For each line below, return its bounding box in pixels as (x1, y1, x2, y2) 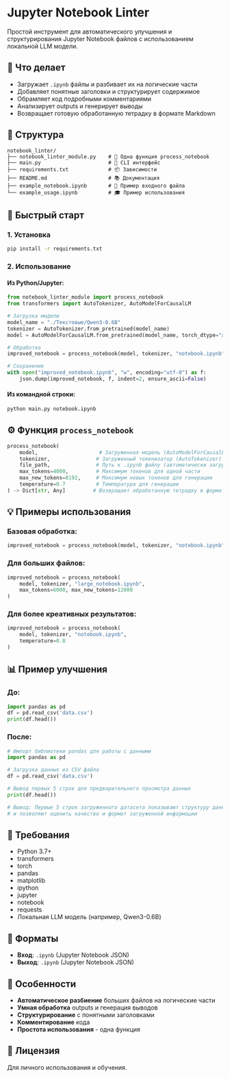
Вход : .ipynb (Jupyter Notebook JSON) (16, 951, 130, 960)
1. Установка (7, 229, 51, 239)
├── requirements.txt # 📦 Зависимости (7, 166, 157, 173)
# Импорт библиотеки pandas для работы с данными (7, 748, 152, 755)
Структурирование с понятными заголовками (16, 1010, 155, 1018)
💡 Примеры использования (7, 506, 131, 518)
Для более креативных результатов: (7, 610, 137, 619)
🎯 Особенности (7, 978, 77, 990)
